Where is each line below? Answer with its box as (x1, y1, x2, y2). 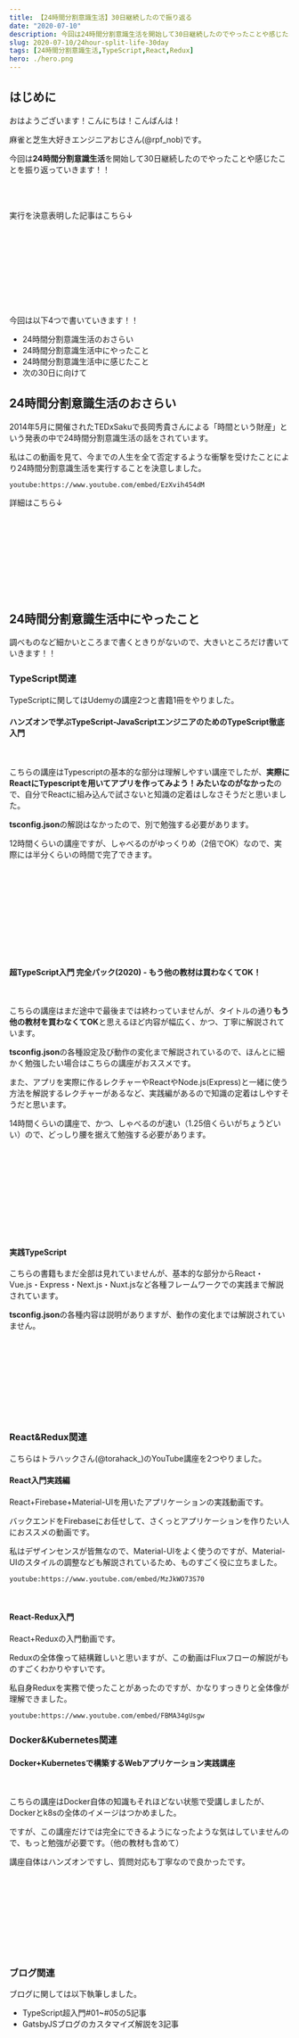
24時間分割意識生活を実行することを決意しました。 (16, 462, 206, 473)
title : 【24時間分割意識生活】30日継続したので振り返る (9, 12, 193, 22)
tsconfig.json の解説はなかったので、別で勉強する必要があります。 (9, 818, 254, 830)
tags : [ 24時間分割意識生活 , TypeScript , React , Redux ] (9, 46, 194, 55)
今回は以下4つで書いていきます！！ (9, 314, 140, 326)
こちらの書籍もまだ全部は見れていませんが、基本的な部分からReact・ (9, 1268, 264, 1279)
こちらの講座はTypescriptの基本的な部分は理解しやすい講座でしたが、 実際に (9, 766, 290, 777)
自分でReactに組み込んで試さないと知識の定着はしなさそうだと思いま (24, 789, 279, 799)
